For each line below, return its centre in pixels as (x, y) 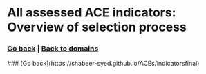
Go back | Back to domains (53, 49)
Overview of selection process (97, 27)
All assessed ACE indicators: (92, 13)
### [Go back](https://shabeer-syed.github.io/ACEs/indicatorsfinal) (103, 64)
